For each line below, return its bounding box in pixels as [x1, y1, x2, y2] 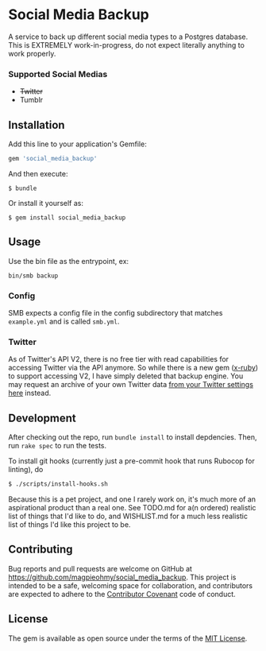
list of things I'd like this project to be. [8, 520, 131, 529]
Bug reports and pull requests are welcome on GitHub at [8, 564, 193, 573]
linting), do [8, 465, 44, 475]
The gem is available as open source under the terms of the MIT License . [8, 634, 248, 643]
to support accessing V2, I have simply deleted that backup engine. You [8, 371, 244, 381]
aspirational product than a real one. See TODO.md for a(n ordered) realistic [8, 503, 256, 513]
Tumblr [19, 95, 44, 105]
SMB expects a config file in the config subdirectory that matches [8, 308, 223, 318]
